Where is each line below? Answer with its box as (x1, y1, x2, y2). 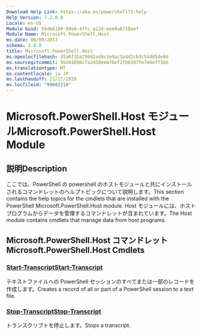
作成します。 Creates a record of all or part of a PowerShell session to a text (6, 285, 194, 293)
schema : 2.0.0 (6, 43, 42, 49)
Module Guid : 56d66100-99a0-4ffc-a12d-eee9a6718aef (6, 25, 139, 32)
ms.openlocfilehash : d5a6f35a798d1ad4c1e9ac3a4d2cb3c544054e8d (6, 54, 169, 60)
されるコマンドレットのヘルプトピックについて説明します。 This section (6, 188, 184, 195)
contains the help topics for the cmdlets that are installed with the (6, 195, 169, 202)
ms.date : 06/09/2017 (6, 37, 59, 43)
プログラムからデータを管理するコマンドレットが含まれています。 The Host (6, 209, 192, 217)
